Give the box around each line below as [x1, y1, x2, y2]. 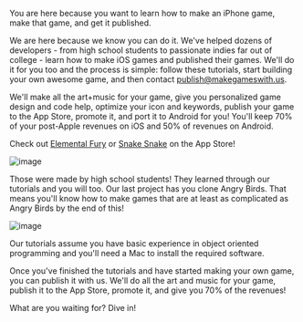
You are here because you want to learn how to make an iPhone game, [9, 8, 276, 18]
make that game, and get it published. [9, 17, 152, 28]
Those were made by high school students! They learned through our [9, 173, 271, 184]
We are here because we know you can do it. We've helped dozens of [9, 36, 272, 46]
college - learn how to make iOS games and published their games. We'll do [9, 55, 295, 65]
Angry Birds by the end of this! [9, 203, 125, 213]
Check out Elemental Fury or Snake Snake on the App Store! [9, 139, 235, 149]
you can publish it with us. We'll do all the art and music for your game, [9, 275, 277, 286]
